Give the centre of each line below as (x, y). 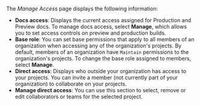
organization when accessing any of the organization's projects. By (98, 46)
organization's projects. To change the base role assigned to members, (103, 58)
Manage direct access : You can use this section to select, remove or (100, 90)
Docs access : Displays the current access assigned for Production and (103, 20)
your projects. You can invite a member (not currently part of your (96, 78)
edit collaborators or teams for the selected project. (79, 96)
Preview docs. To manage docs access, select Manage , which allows (101, 27)
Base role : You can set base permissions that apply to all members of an (105, 39)
